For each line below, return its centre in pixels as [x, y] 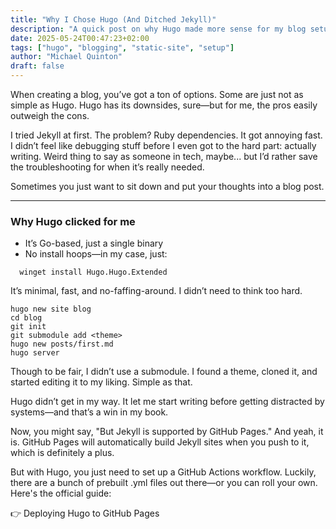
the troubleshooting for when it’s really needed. [107, 167]
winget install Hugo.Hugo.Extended [93, 272]
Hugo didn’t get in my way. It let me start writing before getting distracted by [167, 402]
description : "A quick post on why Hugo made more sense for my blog [158, 29]
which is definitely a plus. [62, 453]
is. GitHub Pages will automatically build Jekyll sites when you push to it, [160, 442]
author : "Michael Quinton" [66, 57]
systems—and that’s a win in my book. [89, 412]
